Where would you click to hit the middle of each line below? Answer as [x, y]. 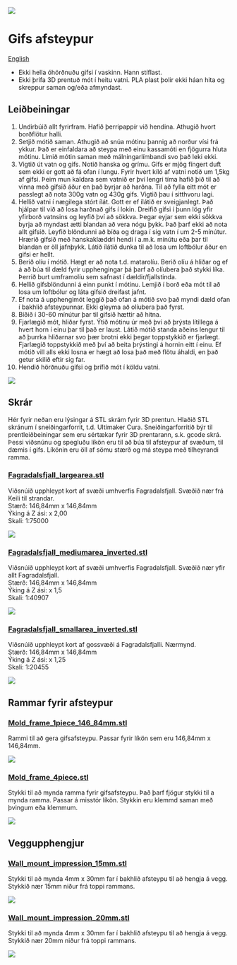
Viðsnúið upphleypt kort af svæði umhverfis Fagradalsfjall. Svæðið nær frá [116, 491]
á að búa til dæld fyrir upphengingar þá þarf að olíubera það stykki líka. [121, 269]
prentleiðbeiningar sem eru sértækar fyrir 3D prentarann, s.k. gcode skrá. [115, 434]
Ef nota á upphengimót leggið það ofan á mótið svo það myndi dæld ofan [124, 299]
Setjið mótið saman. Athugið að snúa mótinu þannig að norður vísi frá [118, 141]
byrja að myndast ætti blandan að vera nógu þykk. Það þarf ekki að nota [123, 224]
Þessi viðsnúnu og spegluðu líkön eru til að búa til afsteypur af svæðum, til [116, 442]
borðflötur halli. [40, 134]
